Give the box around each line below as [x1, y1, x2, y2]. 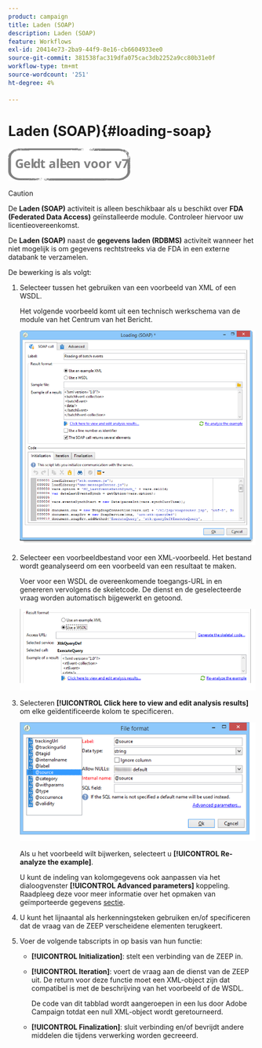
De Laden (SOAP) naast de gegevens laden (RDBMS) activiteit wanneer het [8, 236, 254, 245]
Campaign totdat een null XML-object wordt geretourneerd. [31, 1006, 224, 1017]
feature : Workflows [8, 38, 72, 46]
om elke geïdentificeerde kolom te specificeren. [19, 706, 174, 716]
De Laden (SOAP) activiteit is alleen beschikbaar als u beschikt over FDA [8, 204, 244, 214]
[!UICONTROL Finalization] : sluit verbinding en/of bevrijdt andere [31, 1022, 245, 1032]
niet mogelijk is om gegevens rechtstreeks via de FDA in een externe [8, 244, 230, 254]
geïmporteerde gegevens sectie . [19, 897, 126, 907]
